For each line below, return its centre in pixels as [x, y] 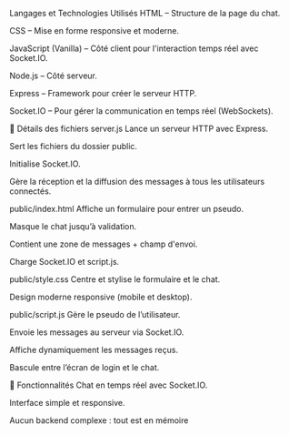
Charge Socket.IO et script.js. [65, 262]
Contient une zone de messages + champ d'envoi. [104, 244]
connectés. [30, 191]
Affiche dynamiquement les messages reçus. [94, 350]
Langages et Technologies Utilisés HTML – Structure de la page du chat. [145, 13]
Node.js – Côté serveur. [54, 76]
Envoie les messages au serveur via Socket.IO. [97, 332]
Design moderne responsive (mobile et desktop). [101, 297]
